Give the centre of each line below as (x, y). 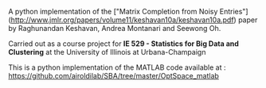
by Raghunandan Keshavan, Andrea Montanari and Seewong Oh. (115, 28)
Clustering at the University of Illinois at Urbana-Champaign (107, 52)
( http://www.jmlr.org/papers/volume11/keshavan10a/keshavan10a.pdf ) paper (133, 20)
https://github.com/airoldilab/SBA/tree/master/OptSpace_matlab (113, 76)
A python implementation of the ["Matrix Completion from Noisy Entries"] (128, 11)
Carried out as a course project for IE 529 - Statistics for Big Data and (123, 44)
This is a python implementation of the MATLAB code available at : (117, 67)
